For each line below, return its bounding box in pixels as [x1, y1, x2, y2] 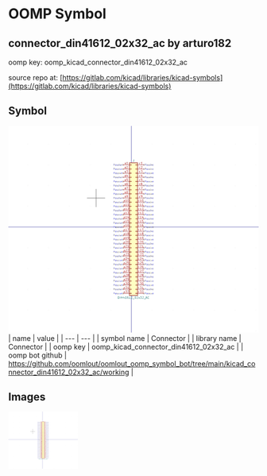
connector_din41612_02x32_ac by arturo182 [8, 37, 232, 50]
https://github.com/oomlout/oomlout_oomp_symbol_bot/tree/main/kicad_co [8, 358, 256, 368]
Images [8, 390, 46, 404]
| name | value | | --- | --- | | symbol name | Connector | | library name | [8, 333, 242, 342]
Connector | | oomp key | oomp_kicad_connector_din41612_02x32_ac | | [8, 342, 244, 351]
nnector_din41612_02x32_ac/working [8, 367, 130, 377]
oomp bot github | [8, 350, 68, 360]
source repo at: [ [8, 73, 63, 82]
